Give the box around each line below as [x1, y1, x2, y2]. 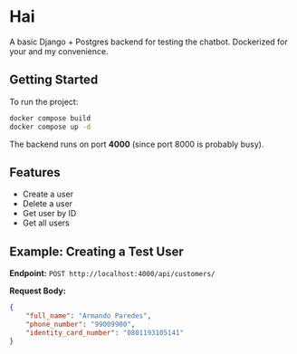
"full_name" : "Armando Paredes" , [25, 311, 152, 321]
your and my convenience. [9, 45, 109, 56]
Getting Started [9, 72, 99, 88]
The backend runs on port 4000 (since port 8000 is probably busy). [9, 139, 264, 149]
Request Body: [9, 285, 66, 296]
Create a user [22, 188, 74, 200]
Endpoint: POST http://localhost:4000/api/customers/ [9, 268, 216, 279]
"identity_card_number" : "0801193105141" [25, 328, 184, 337]
